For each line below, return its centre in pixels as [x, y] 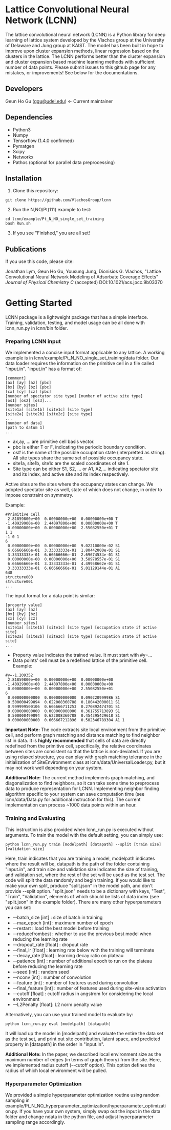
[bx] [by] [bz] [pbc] [28, 387]
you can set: [18, 907]
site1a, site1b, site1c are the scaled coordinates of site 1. [71, 463]
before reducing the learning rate [48, 966]
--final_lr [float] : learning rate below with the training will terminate [83, 950]
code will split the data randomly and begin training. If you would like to [80, 880]
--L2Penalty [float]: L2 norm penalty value [57, 1004]
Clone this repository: [35, 191]
